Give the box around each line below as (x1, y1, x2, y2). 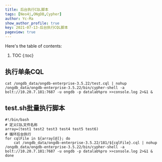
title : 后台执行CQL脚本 (5, 7, 49, 12)
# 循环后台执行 (5, 132, 32, 137)
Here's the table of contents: (5, 43, 62, 49)
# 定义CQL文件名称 (5, 122, 38, 127)
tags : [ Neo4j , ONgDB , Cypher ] (5, 12, 62, 17)
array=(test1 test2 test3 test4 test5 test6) (5, 126, 98, 131)
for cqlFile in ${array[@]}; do (5, 136, 70, 141)
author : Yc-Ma (5, 16, 34, 21)
